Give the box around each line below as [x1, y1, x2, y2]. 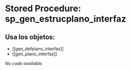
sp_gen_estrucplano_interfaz [5, 13, 127, 24]
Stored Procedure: [5, 3, 82, 14]
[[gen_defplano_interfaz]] [12, 46, 64, 51]
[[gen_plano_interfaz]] [12, 51, 57, 57]
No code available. [5, 61, 43, 66]
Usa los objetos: [5, 33, 55, 41]
